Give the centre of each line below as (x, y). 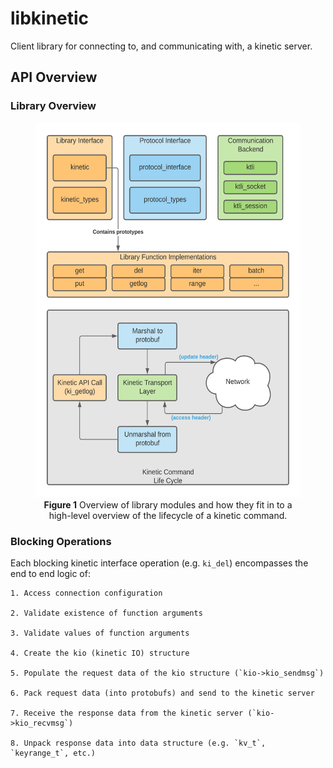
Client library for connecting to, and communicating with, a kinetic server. (161, 46)
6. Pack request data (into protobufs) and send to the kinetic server (162, 693)
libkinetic (50, 18)
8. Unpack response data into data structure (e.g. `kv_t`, (138, 743)
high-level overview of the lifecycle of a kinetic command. (168, 515)
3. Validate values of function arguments (100, 633)
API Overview (54, 77)
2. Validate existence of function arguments (106, 613)
